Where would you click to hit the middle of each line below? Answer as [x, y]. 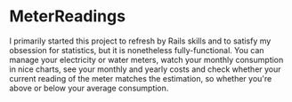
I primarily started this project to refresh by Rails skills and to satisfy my [140, 41]
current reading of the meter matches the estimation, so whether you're [141, 78]
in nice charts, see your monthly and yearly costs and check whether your [146, 69]
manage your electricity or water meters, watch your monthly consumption [146, 59]
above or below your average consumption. [89, 88]
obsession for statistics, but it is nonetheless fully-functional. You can [137, 50]
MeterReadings [68, 16]
